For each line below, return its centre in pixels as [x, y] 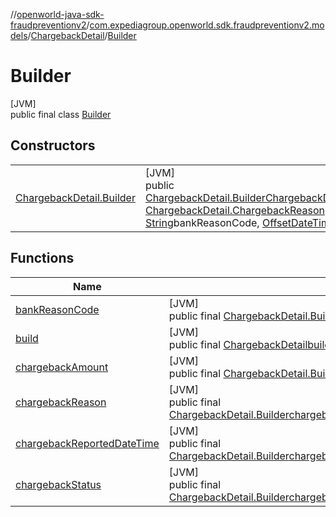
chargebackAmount [62, 367]
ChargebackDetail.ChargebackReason [234, 210]
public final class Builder [61, 114]
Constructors [53, 145]
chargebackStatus [58, 484]
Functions [42, 258]
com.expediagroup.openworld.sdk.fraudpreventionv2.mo [207, 25]
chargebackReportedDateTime [87, 443]
